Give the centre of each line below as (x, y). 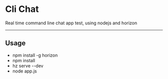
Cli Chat (22, 9)
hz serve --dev (28, 66)
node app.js (24, 71)
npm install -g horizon (35, 55)
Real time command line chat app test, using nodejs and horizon (71, 23)
